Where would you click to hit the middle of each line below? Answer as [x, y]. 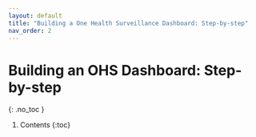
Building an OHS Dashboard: [105, 70]
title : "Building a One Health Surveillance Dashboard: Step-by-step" [128, 23]
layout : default [35, 16]
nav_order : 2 [30, 30]
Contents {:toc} [45, 125]
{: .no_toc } [26, 110]
